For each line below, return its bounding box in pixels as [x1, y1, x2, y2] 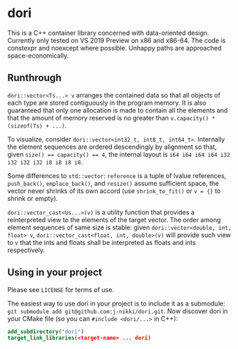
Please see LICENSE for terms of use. [7, 285, 115, 293]
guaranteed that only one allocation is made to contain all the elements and [7, 105, 228, 115]
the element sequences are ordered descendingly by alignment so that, [7, 142, 217, 151]
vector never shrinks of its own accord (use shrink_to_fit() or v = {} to [7, 187, 221, 195]
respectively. [7, 246, 45, 254]
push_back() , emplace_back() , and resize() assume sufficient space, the [7, 179, 219, 187]
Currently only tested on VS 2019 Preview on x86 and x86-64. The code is [7, 36, 226, 44]
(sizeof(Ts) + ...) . [7, 121, 67, 130]
